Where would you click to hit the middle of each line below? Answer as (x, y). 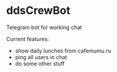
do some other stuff (40, 64)
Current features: (28, 39)
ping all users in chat (41, 57)
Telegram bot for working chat (44, 27)
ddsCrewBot (38, 11)
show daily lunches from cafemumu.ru (63, 51)
